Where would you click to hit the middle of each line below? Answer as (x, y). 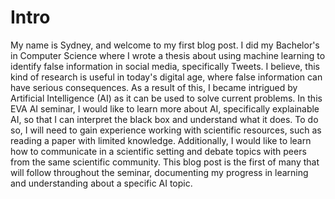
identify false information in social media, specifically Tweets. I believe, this (165, 66)
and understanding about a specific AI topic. (101, 183)
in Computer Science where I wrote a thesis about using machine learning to (168, 55)
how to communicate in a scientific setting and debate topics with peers (158, 151)
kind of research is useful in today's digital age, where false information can (166, 77)
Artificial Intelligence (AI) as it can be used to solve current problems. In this (166, 98)
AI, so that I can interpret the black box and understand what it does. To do (164, 119)
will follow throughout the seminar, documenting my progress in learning (159, 172)
